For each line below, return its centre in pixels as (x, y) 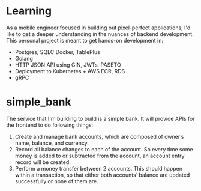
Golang (24, 58)
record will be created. (43, 162)
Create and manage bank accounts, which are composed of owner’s (99, 136)
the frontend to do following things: (50, 125)
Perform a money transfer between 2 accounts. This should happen (99, 168)
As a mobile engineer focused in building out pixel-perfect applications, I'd (98, 28)
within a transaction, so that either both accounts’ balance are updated (102, 175)
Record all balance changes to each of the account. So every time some (104, 149)
